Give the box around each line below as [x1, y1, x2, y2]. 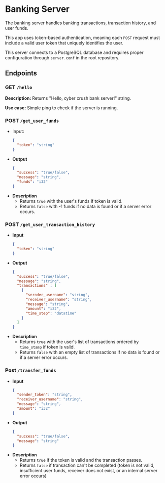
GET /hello [5, 84, 33, 91]
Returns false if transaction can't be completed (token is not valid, [19, 462, 155, 468]
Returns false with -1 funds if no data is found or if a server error [19, 203, 152, 209]
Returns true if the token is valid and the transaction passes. [19, 457, 143, 463]
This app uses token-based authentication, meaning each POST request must [5, 35, 160, 41]
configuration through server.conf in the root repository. [5, 54, 120, 60]
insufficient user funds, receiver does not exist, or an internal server [19, 468, 158, 474]
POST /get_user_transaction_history [5, 221, 95, 228]
